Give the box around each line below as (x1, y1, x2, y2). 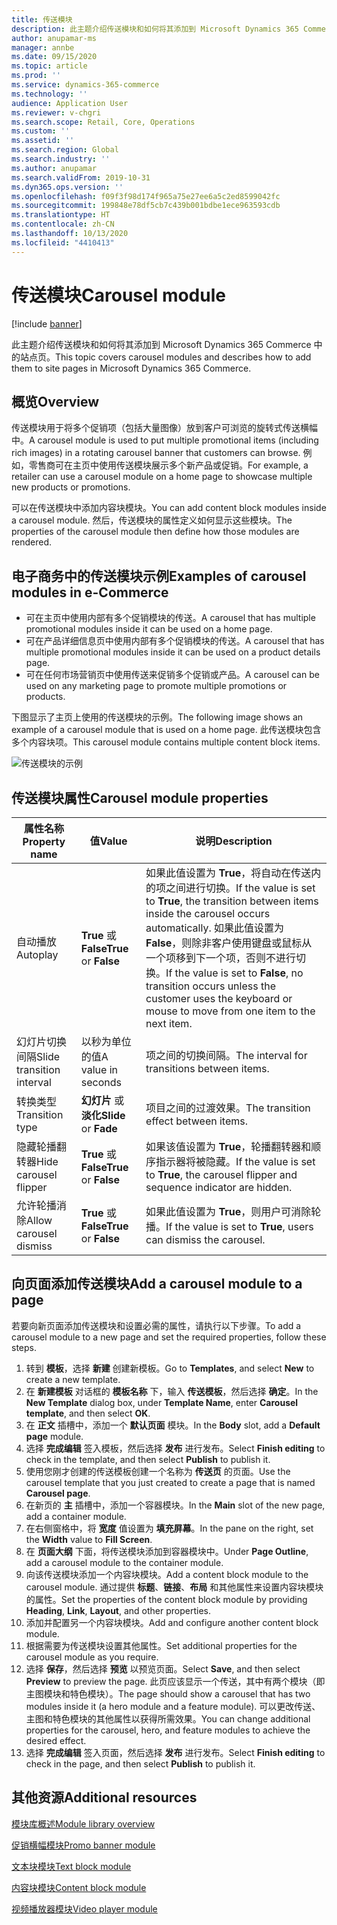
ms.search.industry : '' (11, 154, 111, 164)
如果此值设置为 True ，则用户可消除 (145, 1205, 312, 1218)
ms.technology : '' (11, 89, 88, 99)
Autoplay (16, 948, 59, 961)
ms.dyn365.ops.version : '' (11, 182, 124, 192)
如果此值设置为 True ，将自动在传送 (145, 866, 312, 880)
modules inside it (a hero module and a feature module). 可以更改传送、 (25, 1700, 321, 1712)
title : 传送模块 (11, 14, 73, 25)
